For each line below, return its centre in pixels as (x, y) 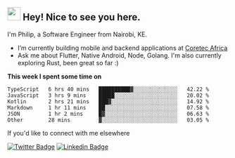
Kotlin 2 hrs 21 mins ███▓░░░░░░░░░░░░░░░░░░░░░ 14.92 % (108, 101)
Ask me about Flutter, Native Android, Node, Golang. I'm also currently (119, 55)
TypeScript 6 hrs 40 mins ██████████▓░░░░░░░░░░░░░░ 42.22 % (108, 89)
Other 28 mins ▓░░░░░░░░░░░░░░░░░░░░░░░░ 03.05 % (108, 120)
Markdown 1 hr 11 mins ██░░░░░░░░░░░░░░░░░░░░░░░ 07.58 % (108, 107)
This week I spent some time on (55, 76)
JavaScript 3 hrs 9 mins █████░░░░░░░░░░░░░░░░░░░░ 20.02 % (108, 96)
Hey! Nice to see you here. (81, 17)
